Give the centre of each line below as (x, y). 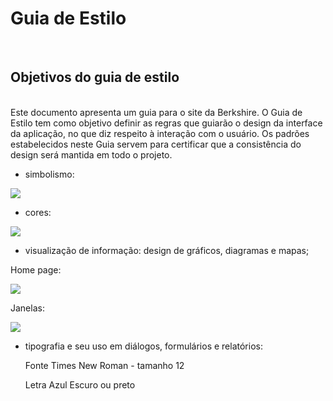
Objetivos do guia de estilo (95, 77)
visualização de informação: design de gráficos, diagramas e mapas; (167, 250)
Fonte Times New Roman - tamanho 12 (104, 365)
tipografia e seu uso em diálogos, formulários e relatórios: (143, 346)
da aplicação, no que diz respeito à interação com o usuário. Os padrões (160, 133)
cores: (38, 212)
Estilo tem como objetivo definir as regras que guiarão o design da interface (166, 123)
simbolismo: (49, 174)
